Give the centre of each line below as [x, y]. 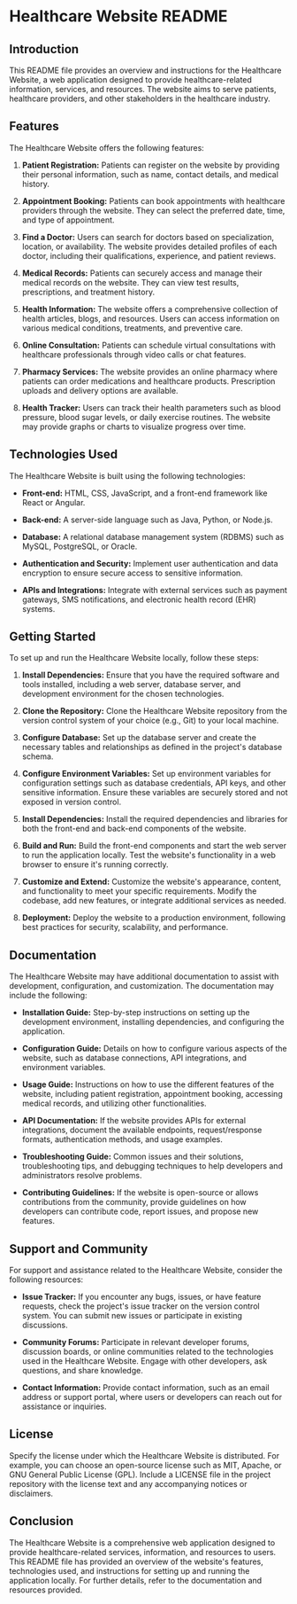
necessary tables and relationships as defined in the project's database [152, 747]
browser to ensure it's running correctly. [95, 865]
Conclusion [42, 1521]
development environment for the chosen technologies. [123, 694]
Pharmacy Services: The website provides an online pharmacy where [150, 372]
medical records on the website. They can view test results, [130, 282]
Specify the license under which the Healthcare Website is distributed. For [145, 1455]
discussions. [45, 1325]
